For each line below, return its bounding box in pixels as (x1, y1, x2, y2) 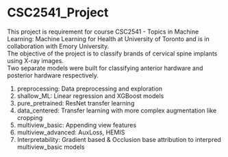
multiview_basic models (16, 143, 85, 151)
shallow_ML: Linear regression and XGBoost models (16, 91, 164, 100)
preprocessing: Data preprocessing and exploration (16, 84, 163, 93)
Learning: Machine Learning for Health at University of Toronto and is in (7, 34, 210, 43)
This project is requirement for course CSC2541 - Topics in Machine (7, 27, 199, 36)
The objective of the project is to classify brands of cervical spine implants (7, 49, 218, 58)
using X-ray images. (7, 56, 64, 64)
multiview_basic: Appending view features (16, 121, 137, 129)
